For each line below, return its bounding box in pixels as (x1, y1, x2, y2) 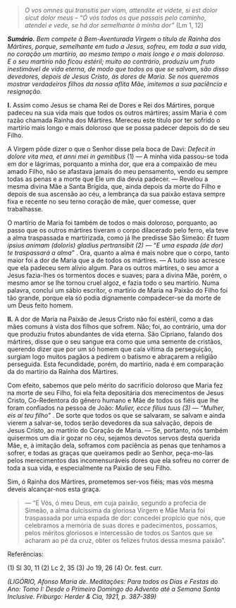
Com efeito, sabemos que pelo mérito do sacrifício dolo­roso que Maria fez (7, 381, 223, 390)
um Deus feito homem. (7, 301, 73, 310)
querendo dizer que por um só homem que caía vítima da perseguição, (7, 345, 213, 353)
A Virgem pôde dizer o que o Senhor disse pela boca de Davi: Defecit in (7, 145, 216, 153)
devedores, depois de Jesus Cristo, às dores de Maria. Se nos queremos (7, 72, 220, 81)
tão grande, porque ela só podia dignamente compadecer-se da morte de (7, 293, 221, 302)
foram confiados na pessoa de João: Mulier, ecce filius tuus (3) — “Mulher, (7, 404, 225, 412)
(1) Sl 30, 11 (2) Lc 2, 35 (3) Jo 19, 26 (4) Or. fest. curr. (7, 563, 163, 572)
